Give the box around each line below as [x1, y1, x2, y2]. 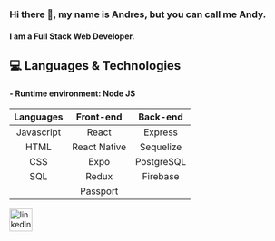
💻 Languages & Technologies [9, 58, 182, 73]
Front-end [75, 111, 123, 123]
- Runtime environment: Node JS [9, 88, 136, 99]
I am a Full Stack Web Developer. [9, 31, 135, 42]
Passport [80, 185, 119, 198]
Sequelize [139, 140, 182, 153]
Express [143, 126, 179, 139]
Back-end [138, 111, 183, 123]
